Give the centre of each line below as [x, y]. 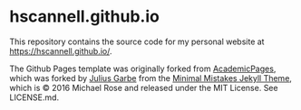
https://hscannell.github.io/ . [61, 50]
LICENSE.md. [34, 97]
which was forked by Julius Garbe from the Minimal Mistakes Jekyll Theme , [151, 78]
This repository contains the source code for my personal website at [137, 41]
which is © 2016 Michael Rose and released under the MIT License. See [144, 87]
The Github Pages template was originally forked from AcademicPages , [143, 69]
